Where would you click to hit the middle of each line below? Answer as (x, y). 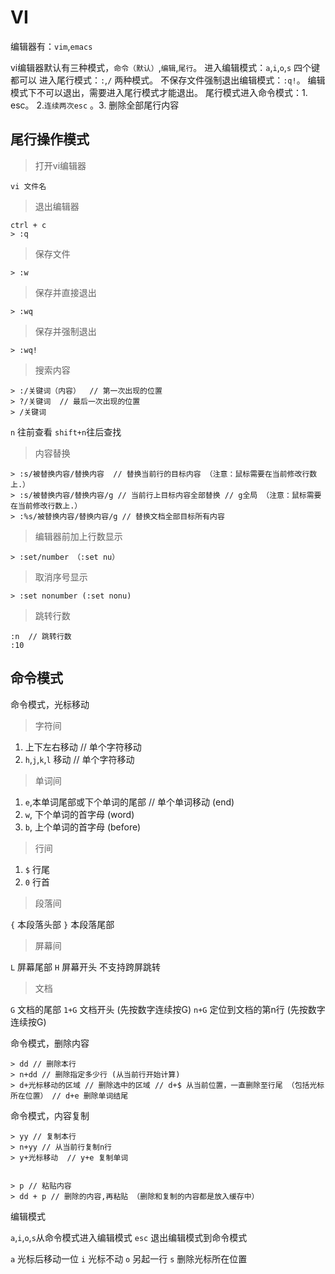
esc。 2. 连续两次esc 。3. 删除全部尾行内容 (95, 105)
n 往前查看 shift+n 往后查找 (66, 432)
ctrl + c (28, 225)
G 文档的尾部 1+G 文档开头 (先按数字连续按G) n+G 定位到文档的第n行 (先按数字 (168, 1009)
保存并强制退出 (65, 331)
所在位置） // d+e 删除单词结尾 (69, 1096)
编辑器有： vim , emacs (51, 46)
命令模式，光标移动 (50, 704)
